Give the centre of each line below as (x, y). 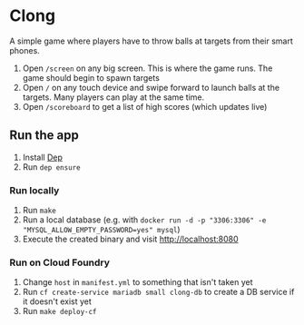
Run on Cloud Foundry (60, 262)
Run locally (34, 190)
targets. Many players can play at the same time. (113, 97)
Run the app (44, 136)
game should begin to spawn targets (91, 77)
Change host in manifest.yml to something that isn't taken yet (137, 282)
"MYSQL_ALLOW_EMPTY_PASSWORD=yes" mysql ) (101, 230)
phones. (25, 50)
